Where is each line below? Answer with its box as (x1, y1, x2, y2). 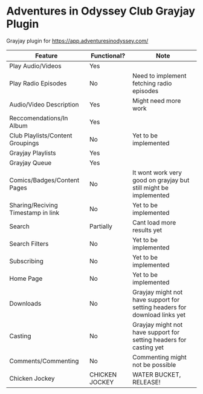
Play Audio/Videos (9, 62, 62, 70)
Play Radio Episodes (9, 79, 67, 87)
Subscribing (9, 257, 44, 265)
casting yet (132, 343, 164, 352)
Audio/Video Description (9, 100, 79, 108)
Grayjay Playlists (9, 148, 56, 157)
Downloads (9, 299, 42, 307)
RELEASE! (132, 378, 161, 386)
